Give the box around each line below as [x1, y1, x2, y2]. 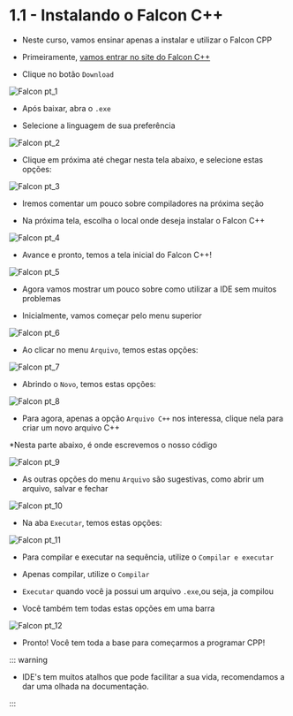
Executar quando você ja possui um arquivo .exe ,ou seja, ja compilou [21, 585, 274, 597]
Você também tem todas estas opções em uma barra [21, 603, 215, 613]
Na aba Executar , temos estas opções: [21, 517, 162, 528]
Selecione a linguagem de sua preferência [21, 120, 176, 131]
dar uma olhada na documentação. [21, 681, 150, 691]
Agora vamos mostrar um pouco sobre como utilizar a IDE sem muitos [21, 284, 277, 294]
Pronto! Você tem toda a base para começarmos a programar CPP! [21, 637, 266, 648]
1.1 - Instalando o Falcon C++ [9, 5, 223, 26]
